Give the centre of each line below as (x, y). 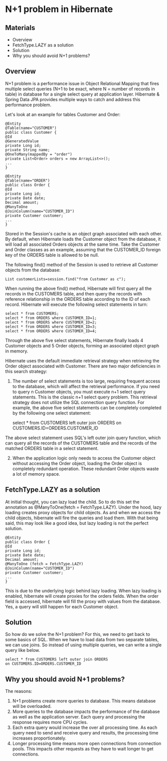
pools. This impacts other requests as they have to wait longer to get (83, 749)
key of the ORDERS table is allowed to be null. (52, 255)
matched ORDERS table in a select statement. (52, 448)
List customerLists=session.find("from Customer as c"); (66, 279)
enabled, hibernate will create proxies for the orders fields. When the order (82, 596)
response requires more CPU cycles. (50, 722)
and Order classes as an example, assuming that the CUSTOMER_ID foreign (83, 249)
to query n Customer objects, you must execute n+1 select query (79, 392)
